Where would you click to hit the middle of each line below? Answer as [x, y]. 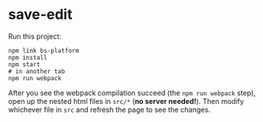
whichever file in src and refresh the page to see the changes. [109, 109]
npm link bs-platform [44, 50]
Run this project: [35, 36]
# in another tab [37, 71]
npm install [28, 57]
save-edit [40, 15]
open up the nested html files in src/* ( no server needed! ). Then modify [126, 101]
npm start [24, 65]
